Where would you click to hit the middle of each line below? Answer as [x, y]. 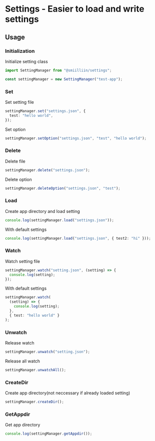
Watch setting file [23, 261]
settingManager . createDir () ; [34, 402]
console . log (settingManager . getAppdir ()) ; [49, 434]
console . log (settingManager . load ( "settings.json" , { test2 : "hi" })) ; [78, 238]
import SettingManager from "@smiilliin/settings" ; [58, 70]
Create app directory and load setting [43, 211]
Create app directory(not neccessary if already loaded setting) [68, 393]
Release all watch [23, 361]
